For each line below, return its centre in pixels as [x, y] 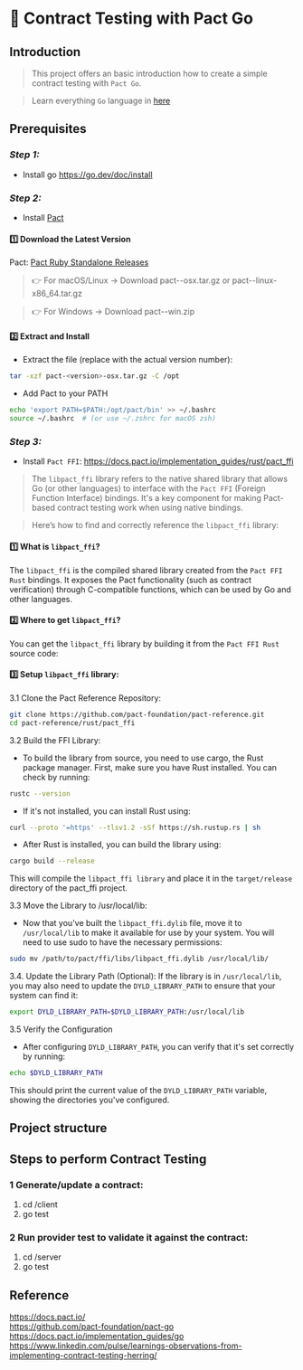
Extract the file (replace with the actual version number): [128, 360]
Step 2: [26, 198]
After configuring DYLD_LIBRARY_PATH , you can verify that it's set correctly [158, 1047]
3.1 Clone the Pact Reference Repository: [85, 698]
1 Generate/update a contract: [76, 1185]
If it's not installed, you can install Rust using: [107, 811]
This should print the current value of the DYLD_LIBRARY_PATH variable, [138, 1090]
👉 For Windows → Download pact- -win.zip [113, 312]
